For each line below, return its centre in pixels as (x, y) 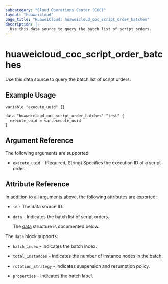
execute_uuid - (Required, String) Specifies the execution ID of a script (87, 163)
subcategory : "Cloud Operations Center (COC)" (56, 10)
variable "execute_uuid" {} (35, 107)
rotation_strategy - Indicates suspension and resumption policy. (81, 266)
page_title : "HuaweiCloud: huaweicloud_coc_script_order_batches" (77, 19)
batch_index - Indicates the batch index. (55, 246)
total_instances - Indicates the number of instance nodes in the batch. (88, 256)
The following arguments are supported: (48, 153)
